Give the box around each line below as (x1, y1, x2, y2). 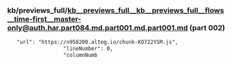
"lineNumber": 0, (63, 45, 113, 52)
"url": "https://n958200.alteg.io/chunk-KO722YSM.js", (16, 39, 179, 46)
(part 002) (189, 23, 226, 33)
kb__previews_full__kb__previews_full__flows (67, 6, 224, 15)
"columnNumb (63, 51, 98, 59)
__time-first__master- (7, 14, 82, 24)
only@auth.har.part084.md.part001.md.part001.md (7, 23, 188, 33)
